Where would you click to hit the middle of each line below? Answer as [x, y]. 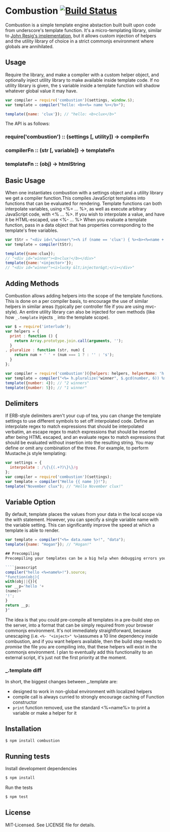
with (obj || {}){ [21, 582]
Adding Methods [32, 283]
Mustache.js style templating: [36, 454]
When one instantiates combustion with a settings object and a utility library [84, 192]
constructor [25, 702]
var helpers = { [22, 331]
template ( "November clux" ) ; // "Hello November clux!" [64, 486]
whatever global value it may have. [41, 91]
